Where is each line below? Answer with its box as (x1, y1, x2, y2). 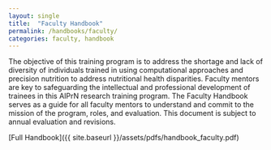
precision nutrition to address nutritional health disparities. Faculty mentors (8, 74, 260, 84)
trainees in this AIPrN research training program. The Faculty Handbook (8, 91, 248, 101)
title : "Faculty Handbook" (8, 19, 104, 28)
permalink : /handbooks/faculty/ (8, 27, 118, 35)
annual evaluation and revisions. (8, 117, 116, 126)
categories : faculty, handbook (8, 34, 114, 43)
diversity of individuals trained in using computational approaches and (8, 66, 243, 75)
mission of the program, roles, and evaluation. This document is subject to (8, 109, 256, 118)
